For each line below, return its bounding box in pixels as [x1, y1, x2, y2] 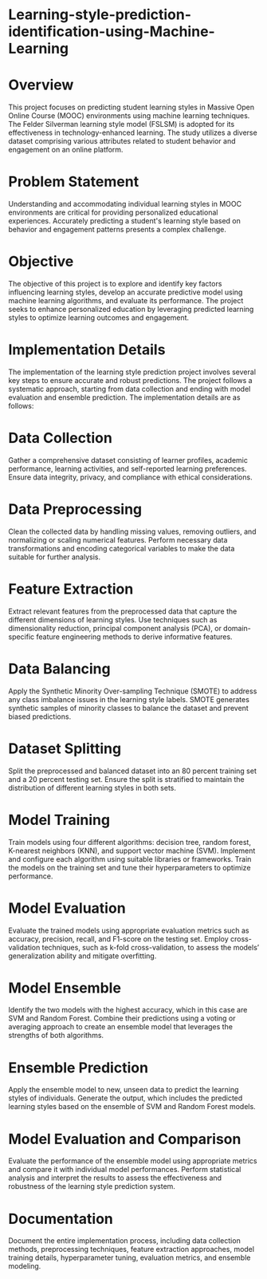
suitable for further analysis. [8, 552, 101, 562]
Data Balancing [8, 660, 111, 677]
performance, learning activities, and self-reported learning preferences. [8, 464, 247, 473]
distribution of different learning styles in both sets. [8, 783, 177, 792]
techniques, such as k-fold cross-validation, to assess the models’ [41, 942, 260, 952]
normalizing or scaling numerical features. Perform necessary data [8, 535, 228, 544]
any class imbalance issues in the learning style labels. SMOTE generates [8, 694, 249, 704]
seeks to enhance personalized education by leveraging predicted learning [8, 305, 254, 314]
